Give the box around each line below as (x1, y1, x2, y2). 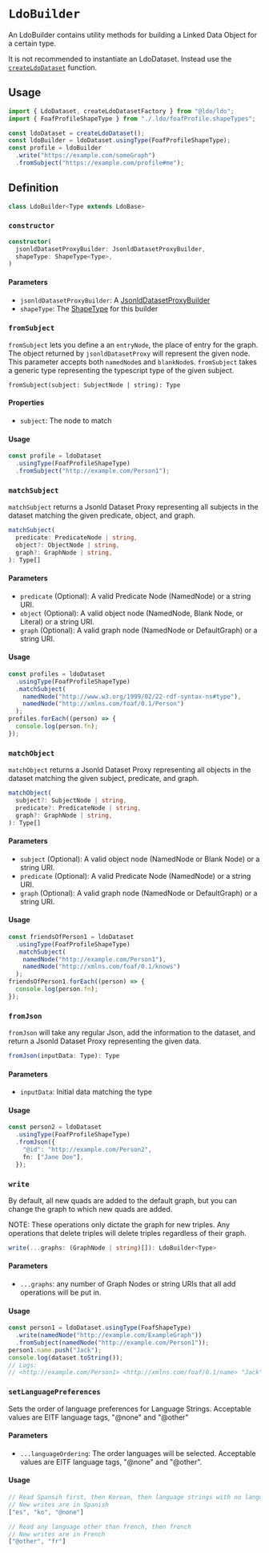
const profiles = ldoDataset (8, 669, 106, 678)
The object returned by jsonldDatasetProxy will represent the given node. (8, 348, 251, 358)
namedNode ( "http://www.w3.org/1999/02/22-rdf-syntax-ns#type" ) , (22, 693, 242, 701)
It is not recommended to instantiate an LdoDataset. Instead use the (8, 54, 232, 63)
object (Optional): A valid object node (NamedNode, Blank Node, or (19, 608, 243, 618)
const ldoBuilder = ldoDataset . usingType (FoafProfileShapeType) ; (8, 136, 231, 144)
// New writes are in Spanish (8, 1500, 110, 1509)
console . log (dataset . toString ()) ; (8, 1353, 124, 1362)
